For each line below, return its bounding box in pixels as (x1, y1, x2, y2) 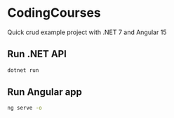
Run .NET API (7, 48, 67, 60)
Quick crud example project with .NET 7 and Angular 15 (7, 28, 167, 36)
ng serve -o (7, 105, 42, 112)
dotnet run (7, 66, 39, 74)
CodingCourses (7, 5, 102, 21)
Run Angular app (7, 86, 83, 98)
